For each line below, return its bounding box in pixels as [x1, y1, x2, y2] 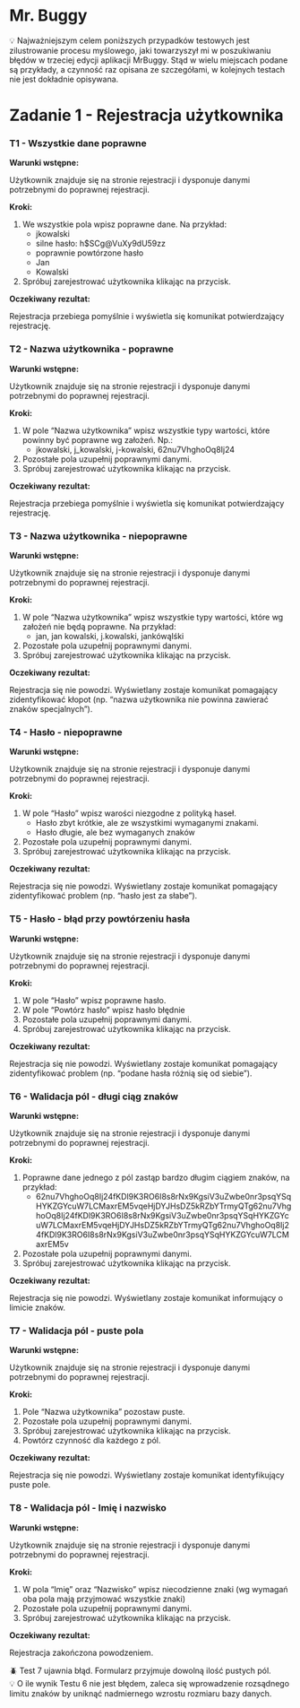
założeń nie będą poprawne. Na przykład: [21, 621, 176, 632]
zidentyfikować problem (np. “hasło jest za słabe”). [9, 890, 198, 901]
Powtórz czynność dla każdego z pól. [21, 1435, 161, 1446]
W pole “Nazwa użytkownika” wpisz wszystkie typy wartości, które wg [21, 611, 284, 623]
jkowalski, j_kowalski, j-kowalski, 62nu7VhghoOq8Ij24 [35, 444, 236, 455]
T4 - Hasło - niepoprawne [9, 725, 123, 738]
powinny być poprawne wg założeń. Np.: [21, 434, 173, 445]
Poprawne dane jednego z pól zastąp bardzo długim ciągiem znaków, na [21, 1172, 290, 1183]
